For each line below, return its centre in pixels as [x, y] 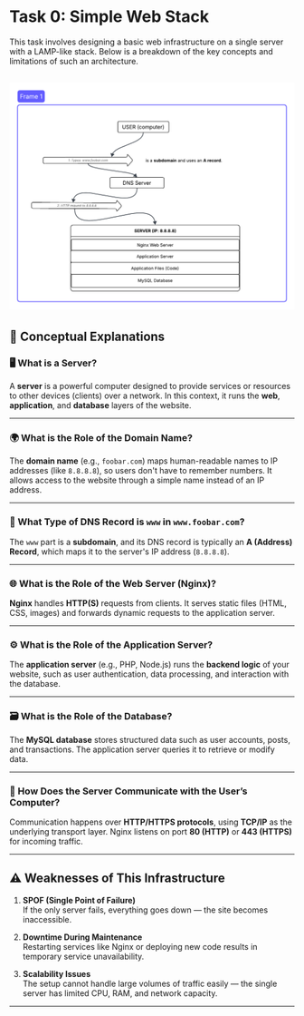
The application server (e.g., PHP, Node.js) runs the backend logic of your [149, 665]
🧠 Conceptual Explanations [87, 336]
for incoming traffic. [46, 841]
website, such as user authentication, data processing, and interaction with [149, 674]
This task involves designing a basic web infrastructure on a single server [147, 42]
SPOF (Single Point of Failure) [79, 900]
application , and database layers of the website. [100, 405]
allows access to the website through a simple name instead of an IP [137, 480]
